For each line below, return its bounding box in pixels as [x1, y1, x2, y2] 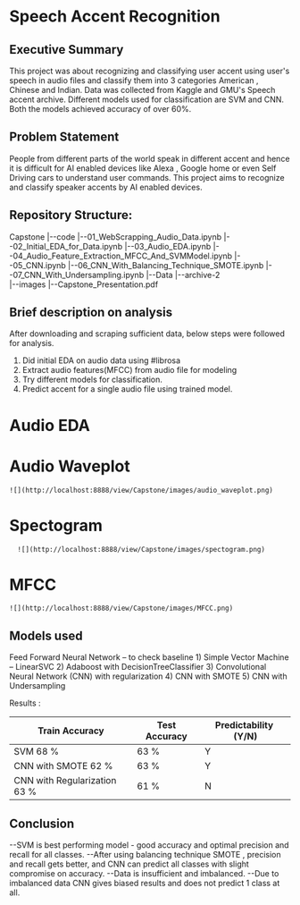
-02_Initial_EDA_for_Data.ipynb [9, 241, 123, 251]
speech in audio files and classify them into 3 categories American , [9, 75, 259, 86]
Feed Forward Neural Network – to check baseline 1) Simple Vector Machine [9, 652, 289, 663]
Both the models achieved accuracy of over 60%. [9, 104, 192, 114]
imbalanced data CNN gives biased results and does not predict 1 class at [9, 878, 280, 889]
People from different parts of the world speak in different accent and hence [9, 153, 290, 164]
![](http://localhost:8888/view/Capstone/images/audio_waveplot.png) [9, 486, 274, 495]
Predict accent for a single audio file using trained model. [21, 384, 233, 394]
